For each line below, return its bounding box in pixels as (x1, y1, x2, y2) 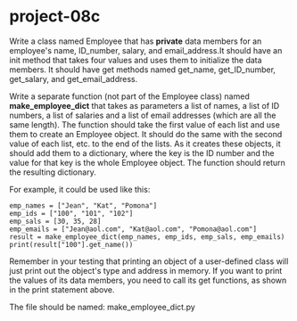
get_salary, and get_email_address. (9, 73, 138, 84)
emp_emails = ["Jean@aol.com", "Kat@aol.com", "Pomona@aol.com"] (9, 225, 257, 234)
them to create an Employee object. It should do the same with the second (9, 128, 283, 139)
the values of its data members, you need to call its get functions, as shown (9, 275, 287, 285)
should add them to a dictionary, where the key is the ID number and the (9, 147, 275, 158)
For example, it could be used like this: (9, 184, 151, 194)
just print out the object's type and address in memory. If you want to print (9, 265, 283, 276)
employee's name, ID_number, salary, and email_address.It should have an (9, 45, 283, 55)
